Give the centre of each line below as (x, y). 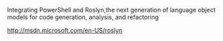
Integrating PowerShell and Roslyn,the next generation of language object (111, 10)
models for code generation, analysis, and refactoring (83, 17)
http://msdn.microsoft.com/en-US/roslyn (65, 30)
